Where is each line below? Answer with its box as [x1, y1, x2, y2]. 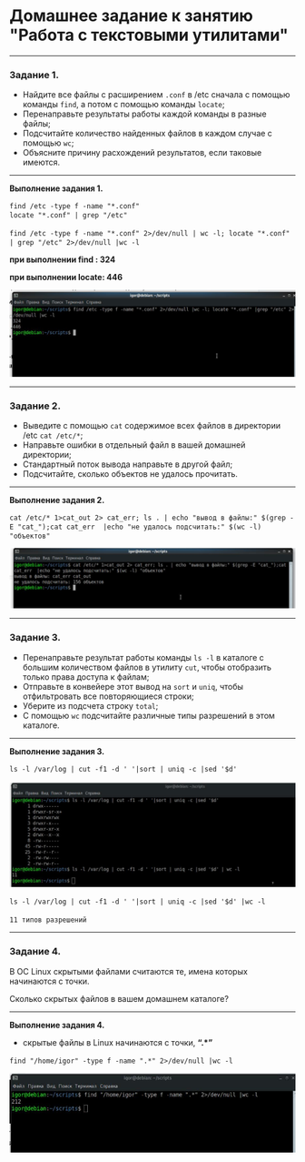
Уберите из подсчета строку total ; [22, 700, 159, 711]
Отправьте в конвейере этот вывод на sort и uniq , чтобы [22, 681, 243, 692]
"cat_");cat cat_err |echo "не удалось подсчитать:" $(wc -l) [17, 522, 261, 532]
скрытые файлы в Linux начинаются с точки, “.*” [22, 1036, 213, 1047]
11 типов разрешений [9, 915, 88, 925]
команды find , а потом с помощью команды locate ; [22, 99, 225, 110]
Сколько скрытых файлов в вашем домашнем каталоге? [9, 993, 230, 1004]
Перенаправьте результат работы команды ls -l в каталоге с [22, 652, 265, 662]
